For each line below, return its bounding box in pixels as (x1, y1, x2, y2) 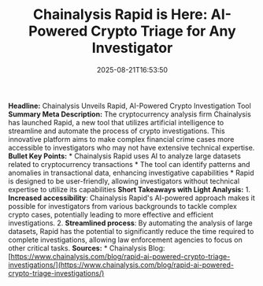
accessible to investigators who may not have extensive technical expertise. (8, 143, 255, 152)
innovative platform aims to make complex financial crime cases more (8, 134, 235, 143)
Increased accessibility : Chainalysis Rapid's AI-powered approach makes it (8, 193, 256, 202)
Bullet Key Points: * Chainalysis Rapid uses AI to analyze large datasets (8, 151, 242, 161)
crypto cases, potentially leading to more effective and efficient (8, 210, 214, 219)
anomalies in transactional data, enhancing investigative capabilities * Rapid (8, 168, 254, 177)
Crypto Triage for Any (90, 22, 236, 40)
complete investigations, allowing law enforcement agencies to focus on (8, 235, 243, 244)
